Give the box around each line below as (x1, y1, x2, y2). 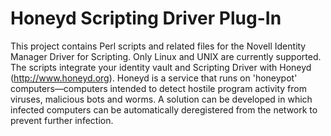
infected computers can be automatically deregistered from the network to (10, 103, 318, 116)
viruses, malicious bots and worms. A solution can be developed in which (10, 93, 313, 105)
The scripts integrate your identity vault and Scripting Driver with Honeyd (10, 61, 312, 73)
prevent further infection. (10, 114, 114, 126)
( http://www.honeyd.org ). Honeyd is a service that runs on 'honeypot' (10, 72, 298, 84)
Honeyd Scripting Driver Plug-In (10, 7, 282, 30)
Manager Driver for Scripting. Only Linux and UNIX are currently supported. (10, 50, 322, 62)
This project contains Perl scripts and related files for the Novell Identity (10, 40, 307, 52)
